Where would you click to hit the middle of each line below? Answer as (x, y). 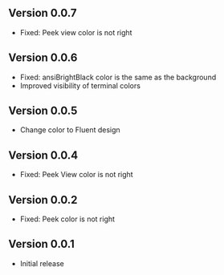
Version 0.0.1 (41, 244)
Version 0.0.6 (43, 58)
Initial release (42, 263)
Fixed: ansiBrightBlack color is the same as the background (118, 77)
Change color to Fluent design (70, 130)
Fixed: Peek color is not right (67, 219)
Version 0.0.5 (43, 111)
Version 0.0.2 (43, 200)
